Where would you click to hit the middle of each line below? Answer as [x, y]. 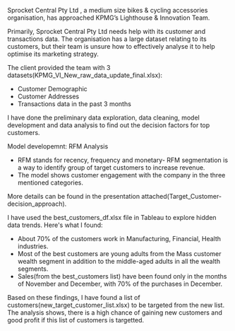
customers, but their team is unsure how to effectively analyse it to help [111, 46]
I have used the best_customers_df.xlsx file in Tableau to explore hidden [112, 217]
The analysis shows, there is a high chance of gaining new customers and [115, 313]
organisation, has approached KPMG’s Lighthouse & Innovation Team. [109, 18]
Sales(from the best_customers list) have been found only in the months [122, 276]
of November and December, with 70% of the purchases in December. [120, 284]
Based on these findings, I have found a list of [74, 297]
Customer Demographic [53, 89]
